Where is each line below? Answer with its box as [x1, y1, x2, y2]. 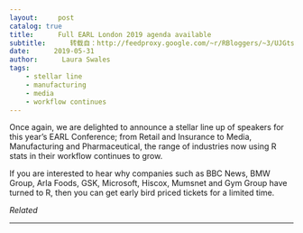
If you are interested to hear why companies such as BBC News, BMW [9, 168, 271, 179]
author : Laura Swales [9, 55, 111, 64]
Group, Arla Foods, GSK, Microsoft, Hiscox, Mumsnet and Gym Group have [9, 178, 288, 189]
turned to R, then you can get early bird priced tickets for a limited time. [9, 187, 275, 199]
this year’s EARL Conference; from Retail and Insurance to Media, [9, 132, 252, 143]
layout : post [9, 13, 75, 23]
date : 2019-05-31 [9, 47, 95, 56]
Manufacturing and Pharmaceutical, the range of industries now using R [9, 141, 277, 152]
